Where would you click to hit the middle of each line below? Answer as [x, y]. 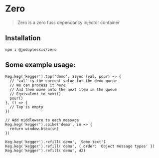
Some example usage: [40, 65]
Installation [23, 38]
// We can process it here [38, 85]
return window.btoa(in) [34, 129]
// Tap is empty [26, 107]
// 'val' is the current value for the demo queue [63, 81]
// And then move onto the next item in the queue [63, 89]
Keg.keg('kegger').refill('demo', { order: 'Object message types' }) [80, 146]
